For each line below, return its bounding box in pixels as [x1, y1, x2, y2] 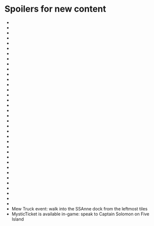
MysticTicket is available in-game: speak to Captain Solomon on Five [11, 211, 150, 217]
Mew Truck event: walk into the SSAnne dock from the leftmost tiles [11, 206, 148, 211]
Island [11, 216, 24, 222]
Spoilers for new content [4, 3, 106, 15]
